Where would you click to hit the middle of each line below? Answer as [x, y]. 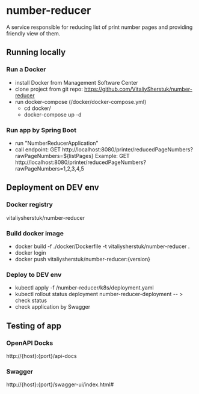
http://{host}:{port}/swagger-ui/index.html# [60, 384]
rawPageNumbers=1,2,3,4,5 [49, 168]
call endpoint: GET [38, 149]
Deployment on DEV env [53, 188]
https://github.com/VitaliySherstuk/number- [138, 89]
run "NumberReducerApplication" [57, 143]
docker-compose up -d [53, 114]
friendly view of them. [33, 33]
